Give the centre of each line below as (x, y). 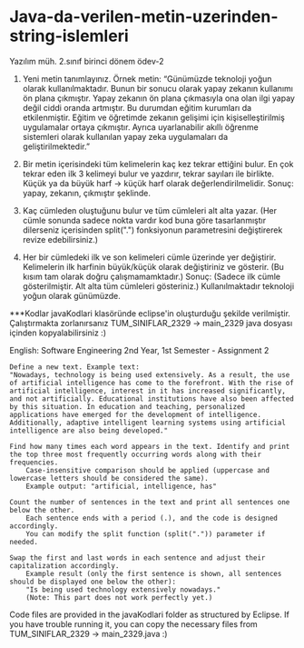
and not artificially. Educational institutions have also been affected (152, 399)
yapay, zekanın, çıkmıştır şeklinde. (87, 193)
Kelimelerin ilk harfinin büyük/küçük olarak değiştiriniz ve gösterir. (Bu (153, 266)
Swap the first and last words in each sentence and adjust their (137, 558)
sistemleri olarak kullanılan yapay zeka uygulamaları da (125, 136)
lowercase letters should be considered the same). (109, 478)
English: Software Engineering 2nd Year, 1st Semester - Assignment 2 (139, 350)
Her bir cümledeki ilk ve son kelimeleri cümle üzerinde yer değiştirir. (149, 257)
